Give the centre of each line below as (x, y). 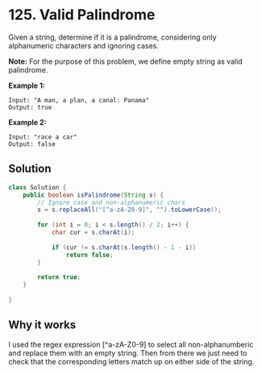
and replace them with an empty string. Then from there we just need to (128, 353)
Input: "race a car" (43, 137)
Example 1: (27, 85)
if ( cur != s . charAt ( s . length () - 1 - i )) (124, 247)
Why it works (42, 325)
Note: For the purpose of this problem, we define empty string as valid (126, 61)
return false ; (89, 255)
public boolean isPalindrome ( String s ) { (93, 195)
